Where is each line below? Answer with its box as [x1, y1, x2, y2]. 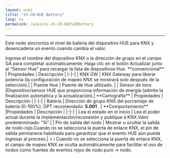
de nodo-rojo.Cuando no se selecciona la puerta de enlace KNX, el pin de [5, 125, 159, 131]
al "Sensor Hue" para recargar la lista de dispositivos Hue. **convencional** [5, 66, 164, 72]
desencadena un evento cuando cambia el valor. [5, 45, 107, 51]
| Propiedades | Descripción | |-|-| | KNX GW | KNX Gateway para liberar [5, 71, 156, 77]
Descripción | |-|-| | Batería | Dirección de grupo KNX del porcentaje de [5, 98, 154, 104]
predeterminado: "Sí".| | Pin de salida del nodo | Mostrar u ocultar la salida [5, 120, 160, 126]
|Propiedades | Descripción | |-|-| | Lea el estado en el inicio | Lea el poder [5, 109, 160, 115]
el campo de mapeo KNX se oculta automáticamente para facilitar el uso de [5, 142, 163, 148]
